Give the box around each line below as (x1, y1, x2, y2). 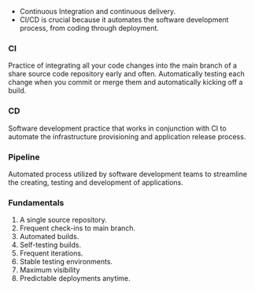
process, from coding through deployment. (19, 24, 160, 32)
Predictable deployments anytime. (19, 274, 131, 283)
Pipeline (8, 151, 40, 162)
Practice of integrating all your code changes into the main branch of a (8, 61, 238, 70)
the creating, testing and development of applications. (8, 177, 183, 187)
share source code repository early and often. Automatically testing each (8, 69, 246, 79)
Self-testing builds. (19, 240, 81, 250)
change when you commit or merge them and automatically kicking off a (8, 78, 243, 87)
